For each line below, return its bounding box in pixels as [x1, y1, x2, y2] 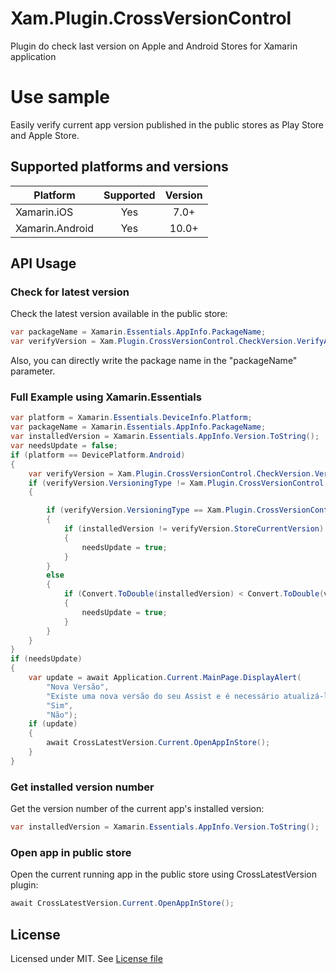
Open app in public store [10, 845, 132, 859]
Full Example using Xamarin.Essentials [10, 390, 202, 404]
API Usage [10, 255, 77, 272]
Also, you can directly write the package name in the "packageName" [10, 355, 298, 367]
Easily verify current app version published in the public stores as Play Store [10, 118, 324, 131]
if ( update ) [28, 719, 78, 729]
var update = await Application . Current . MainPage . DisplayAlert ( [28, 673, 302, 683]
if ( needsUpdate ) [10, 654, 83, 664]
